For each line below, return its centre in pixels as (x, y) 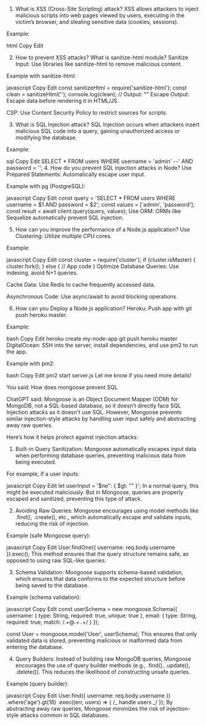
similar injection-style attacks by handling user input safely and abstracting (101, 419)
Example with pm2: (31, 363)
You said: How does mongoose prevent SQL (62, 387)
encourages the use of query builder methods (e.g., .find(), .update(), (103, 665)
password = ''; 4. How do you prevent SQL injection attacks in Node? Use (99, 168)
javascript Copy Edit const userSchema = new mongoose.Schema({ (92, 609)
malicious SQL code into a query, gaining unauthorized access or (97, 131)
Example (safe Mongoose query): (48, 535)
